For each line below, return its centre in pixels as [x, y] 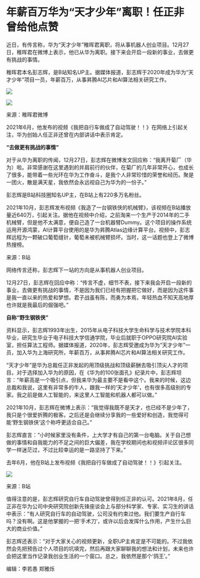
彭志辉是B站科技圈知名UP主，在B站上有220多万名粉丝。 [75, 194]
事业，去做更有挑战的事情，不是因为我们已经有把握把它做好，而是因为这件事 [100, 290]
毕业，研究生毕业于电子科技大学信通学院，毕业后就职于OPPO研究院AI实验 [97, 337]
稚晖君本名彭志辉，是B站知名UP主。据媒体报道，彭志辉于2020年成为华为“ [97, 72]
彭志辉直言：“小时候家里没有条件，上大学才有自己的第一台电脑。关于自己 [96, 435]
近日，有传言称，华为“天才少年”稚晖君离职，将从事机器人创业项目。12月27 [98, 45]
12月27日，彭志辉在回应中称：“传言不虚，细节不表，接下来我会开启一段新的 [99, 282]
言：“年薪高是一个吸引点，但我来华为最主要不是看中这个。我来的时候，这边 [99, 380]
